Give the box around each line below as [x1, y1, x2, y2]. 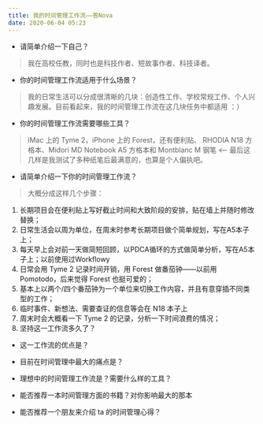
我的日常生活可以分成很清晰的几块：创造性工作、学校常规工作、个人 [27, 91, 249, 101]
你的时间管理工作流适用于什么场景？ [19, 75, 138, 84]
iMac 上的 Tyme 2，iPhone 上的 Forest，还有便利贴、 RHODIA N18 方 [27, 135, 253, 144]
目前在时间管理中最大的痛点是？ [19, 356, 124, 366]
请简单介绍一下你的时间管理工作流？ [19, 171, 138, 181]
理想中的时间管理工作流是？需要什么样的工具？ [19, 374, 172, 383]
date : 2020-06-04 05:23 [8, 19, 87, 27]
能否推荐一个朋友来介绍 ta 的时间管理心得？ [19, 407, 161, 416]
